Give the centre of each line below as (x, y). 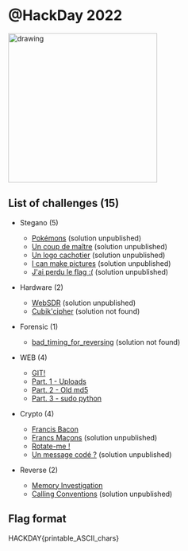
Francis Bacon (55, 429)
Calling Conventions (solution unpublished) (102, 494)
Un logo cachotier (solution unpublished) (98, 255)
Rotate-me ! (51, 446)
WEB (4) (33, 358)
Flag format (37, 519)
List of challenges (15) (64, 203)
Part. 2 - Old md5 (60, 389)
